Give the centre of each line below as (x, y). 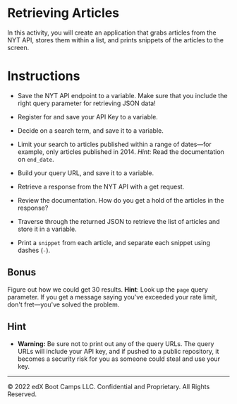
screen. (18, 47)
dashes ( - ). (34, 250)
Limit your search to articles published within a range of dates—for (114, 144)
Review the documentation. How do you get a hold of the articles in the (121, 200)
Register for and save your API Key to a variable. (88, 117)
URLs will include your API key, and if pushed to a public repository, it (118, 351)
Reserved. (22, 394)
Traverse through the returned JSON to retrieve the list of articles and (119, 221)
